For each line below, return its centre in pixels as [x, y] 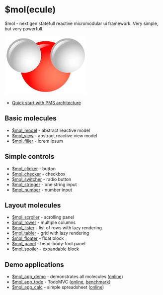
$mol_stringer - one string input [44, 184]
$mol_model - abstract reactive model [51, 130]
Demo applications [34, 264]
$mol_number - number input [42, 190]
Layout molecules [33, 205]
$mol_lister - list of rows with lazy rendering [57, 228]
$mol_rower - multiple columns [43, 222]
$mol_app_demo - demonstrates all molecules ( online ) [67, 277]
